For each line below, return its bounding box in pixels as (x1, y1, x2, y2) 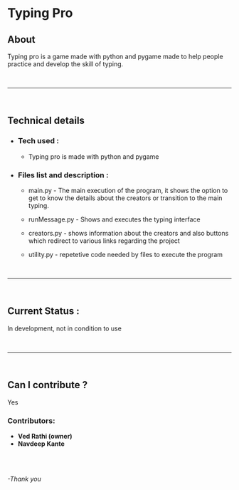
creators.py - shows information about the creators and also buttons (28, 229, 229, 237)
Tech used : (17, 136, 59, 146)
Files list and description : (17, 170, 109, 179)
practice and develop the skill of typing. (7, 60, 124, 68)
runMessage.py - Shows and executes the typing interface (28, 215, 201, 224)
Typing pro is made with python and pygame (28, 152, 159, 161)
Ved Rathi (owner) (17, 432, 73, 440)
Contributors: (7, 415, 55, 425)
